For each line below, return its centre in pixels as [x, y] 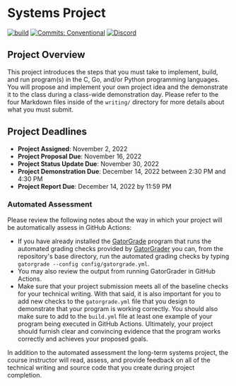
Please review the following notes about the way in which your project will [115, 220]
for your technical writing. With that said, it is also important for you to [119, 293]
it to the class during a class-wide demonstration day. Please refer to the [113, 94]
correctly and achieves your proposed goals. [83, 339]
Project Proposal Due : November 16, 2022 [79, 156]
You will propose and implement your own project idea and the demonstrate [118, 87]
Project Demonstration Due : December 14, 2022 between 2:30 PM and [122, 171]
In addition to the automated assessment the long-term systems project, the [118, 352]
